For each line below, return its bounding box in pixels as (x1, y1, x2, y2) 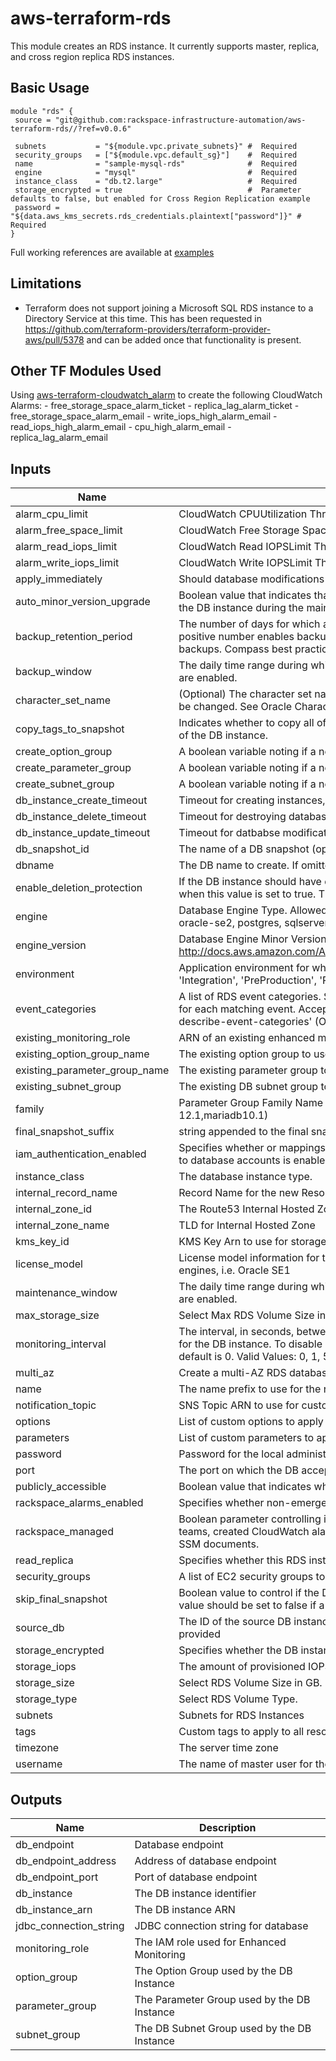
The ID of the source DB (178, 1615, 292, 1629)
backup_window (15, 665, 93, 679)
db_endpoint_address (15, 1854, 117, 1867)
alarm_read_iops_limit (15, 540, 118, 554)
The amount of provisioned (178, 1660, 306, 1674)
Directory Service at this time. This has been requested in (24, 312, 262, 324)
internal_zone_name (15, 1218, 110, 1232)
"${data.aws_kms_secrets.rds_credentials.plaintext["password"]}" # (10, 211, 302, 221)
